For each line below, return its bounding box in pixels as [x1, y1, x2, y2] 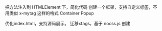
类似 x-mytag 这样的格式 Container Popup [9, 10, 94, 16]
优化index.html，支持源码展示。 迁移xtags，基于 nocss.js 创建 [5, 21, 131, 26]
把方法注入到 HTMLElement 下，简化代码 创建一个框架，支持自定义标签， [5, 4, 153, 10]
